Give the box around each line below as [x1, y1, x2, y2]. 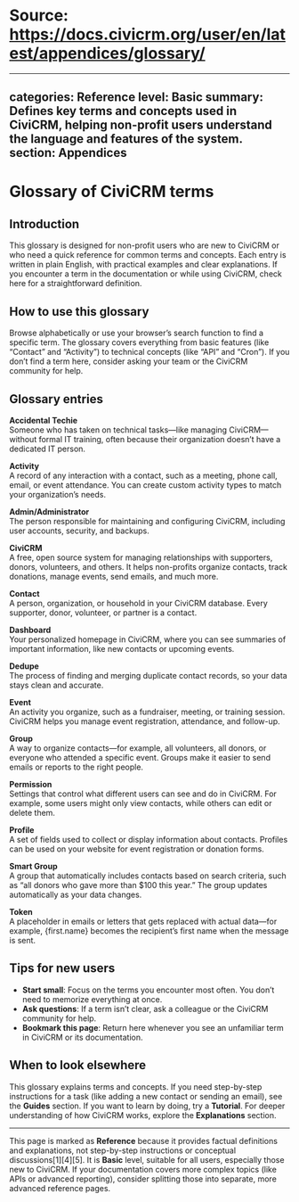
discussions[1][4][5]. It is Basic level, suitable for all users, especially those [9, 1154, 285, 1165]
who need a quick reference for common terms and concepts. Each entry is [9, 250, 287, 260]
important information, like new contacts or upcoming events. [9, 643, 235, 654]
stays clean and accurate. [9, 679, 104, 690]
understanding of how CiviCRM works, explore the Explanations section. [9, 1109, 278, 1120]
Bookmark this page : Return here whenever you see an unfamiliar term [21, 1022, 284, 1033]
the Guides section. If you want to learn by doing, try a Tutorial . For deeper [9, 1100, 286, 1111]
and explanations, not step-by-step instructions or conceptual [9, 1145, 237, 1156]
